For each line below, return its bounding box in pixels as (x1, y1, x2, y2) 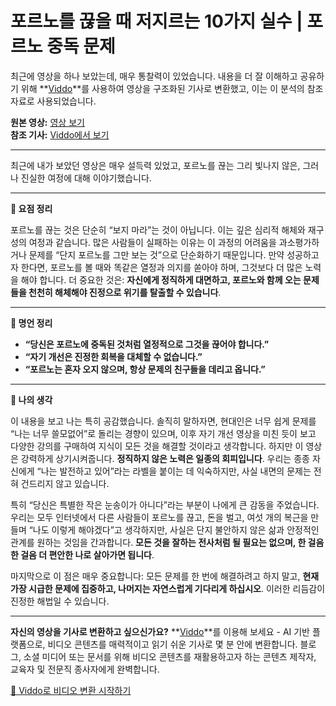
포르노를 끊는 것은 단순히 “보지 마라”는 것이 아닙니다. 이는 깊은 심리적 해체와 (10, 223, 306, 236)
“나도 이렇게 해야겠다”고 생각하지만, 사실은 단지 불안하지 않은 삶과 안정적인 (28, 523, 320, 536)
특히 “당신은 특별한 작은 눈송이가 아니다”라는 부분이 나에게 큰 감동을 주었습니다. (10, 498, 320, 511)
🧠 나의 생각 (10, 393, 53, 406)
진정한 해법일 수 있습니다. (10, 595, 110, 607)
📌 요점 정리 (10, 202, 53, 214)
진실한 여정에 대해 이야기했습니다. (20, 172, 152, 184)
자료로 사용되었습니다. (10, 95, 97, 107)
